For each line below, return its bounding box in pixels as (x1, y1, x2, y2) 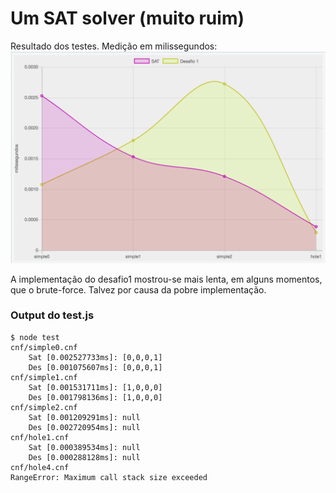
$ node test (10, 332, 60, 342)
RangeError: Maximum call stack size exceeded (10, 472, 208, 482)
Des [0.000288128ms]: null (28, 452, 141, 462)
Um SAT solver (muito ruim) (10, 7, 245, 30)
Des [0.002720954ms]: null (28, 422, 141, 432)
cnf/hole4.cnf (10, 462, 70, 472)
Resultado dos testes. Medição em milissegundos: (10, 40, 218, 52)
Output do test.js (10, 308, 95, 322)
